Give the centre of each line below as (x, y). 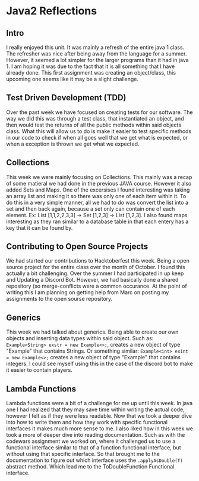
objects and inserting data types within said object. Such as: (80, 338)
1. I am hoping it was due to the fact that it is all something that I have (91, 66)
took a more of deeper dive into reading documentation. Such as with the (96, 435)
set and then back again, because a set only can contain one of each (91, 209)
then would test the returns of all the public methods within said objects (94, 125)
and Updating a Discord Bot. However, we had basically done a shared (92, 280)
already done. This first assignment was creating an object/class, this (91, 73)
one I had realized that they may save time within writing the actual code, (96, 409)
